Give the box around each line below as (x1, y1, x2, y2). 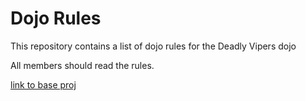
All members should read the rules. (10, 59, 155, 71)
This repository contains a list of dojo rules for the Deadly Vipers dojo (10, 40, 297, 52)
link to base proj (10, 78, 77, 91)
